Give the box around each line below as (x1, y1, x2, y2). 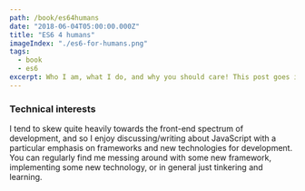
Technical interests (9, 102, 96, 115)
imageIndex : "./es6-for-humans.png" (9, 38, 148, 48)
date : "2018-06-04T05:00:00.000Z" (9, 22, 141, 31)
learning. (9, 172, 43, 183)
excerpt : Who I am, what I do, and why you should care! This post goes (9, 73, 290, 82)
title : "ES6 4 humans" (9, 30, 95, 39)
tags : (9, 47, 30, 56)
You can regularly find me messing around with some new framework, (9, 152, 272, 164)
